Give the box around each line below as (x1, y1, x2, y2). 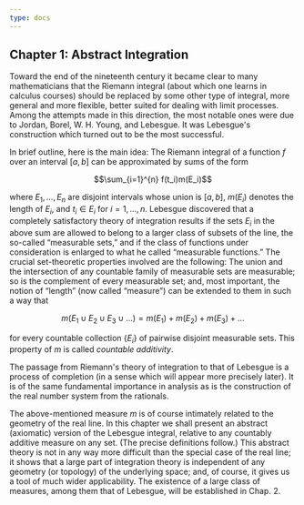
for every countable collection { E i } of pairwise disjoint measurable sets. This (9, 332, 296, 346)
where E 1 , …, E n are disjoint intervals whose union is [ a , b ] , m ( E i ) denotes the (9, 192, 294, 205)
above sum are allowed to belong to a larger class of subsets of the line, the (9, 227, 294, 237)
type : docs (9, 13, 51, 23)
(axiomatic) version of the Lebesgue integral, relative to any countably (9, 428, 272, 439)
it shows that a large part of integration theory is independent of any (9, 457, 266, 468)
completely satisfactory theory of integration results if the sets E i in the (9, 216, 275, 228)
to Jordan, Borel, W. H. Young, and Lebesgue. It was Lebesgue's (9, 119, 251, 130)
